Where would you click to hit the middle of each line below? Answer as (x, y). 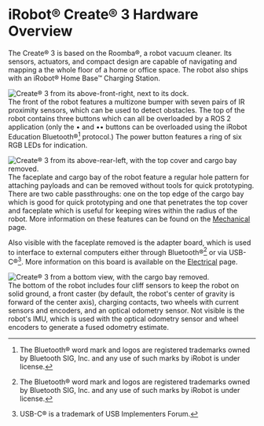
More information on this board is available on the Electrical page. (131, 261)
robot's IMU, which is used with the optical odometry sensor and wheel (123, 319)
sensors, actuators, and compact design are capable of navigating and (123, 61)
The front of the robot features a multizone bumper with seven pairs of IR (126, 102)
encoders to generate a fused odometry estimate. (89, 327)
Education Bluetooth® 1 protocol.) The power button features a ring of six (125, 135)
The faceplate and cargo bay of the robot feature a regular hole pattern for (129, 177)
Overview (40, 31)
